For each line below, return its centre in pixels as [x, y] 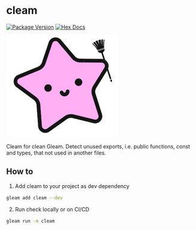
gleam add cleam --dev [34, 198]
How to [20, 172]
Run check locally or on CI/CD [52, 209]
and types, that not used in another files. [56, 153]
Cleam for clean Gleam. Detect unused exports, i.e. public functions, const [98, 146]
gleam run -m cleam [31, 221]
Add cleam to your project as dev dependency [72, 186]
